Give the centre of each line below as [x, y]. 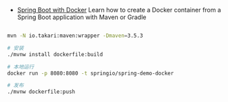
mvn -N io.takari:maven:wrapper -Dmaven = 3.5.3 [75, 36]
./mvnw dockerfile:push [41, 92]
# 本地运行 [21, 67]
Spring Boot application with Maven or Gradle [82, 17]
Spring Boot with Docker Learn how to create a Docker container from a [119, 10]
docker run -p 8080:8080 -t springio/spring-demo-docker [91, 73]
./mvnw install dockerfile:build [55, 54]
